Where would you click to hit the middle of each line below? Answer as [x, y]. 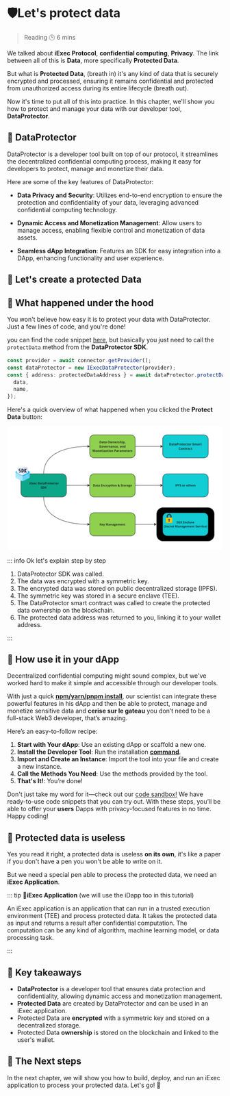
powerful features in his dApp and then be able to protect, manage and [107, 704]
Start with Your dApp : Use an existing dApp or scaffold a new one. [112, 745]
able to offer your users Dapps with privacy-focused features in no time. [109, 809]
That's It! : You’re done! [50, 781]
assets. [27, 238]
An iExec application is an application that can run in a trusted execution [109, 908]
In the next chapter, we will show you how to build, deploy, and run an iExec [114, 1078]
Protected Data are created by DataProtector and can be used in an [113, 1004]
